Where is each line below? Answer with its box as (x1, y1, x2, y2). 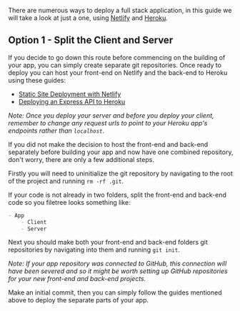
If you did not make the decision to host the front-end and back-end (8, 140, 209, 148)
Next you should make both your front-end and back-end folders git (8, 238, 208, 247)
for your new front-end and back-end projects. (8, 275, 146, 283)
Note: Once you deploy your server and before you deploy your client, (8, 111, 214, 120)
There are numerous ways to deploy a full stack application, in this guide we (8, 6, 232, 14)
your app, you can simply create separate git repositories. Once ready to (8, 61, 222, 69)
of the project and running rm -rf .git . (8, 176, 124, 185)
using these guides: (8, 76, 66, 84)
